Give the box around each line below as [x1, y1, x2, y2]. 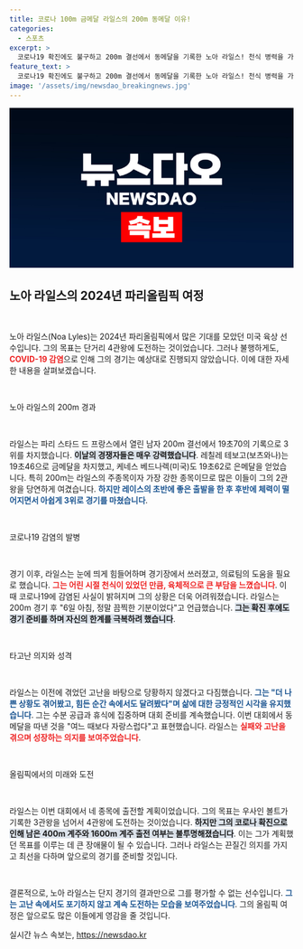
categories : [9, 23, 54, 33]
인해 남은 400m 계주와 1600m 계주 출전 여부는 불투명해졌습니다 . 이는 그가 [9, 828, 271, 840]
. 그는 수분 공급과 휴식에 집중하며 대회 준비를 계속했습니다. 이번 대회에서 [31, 709, 284, 720]
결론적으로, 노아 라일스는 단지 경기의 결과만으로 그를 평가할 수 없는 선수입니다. [9, 888, 284, 898]
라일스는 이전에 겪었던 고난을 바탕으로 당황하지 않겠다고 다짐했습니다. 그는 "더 [9, 687, 283, 698]
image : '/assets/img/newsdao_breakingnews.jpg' [9, 81, 192, 90]
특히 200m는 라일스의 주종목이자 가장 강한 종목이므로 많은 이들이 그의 [28, 473, 274, 484]
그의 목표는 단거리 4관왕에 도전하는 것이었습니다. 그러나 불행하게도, [42, 343, 280, 353]
